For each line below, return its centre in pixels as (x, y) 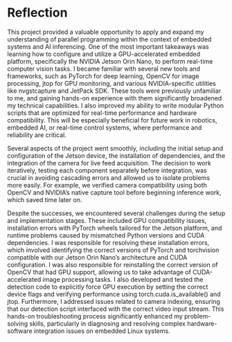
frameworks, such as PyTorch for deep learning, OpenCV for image (103, 76)
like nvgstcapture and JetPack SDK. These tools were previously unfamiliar (114, 91)
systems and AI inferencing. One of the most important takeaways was (108, 46)
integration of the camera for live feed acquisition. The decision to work (109, 163)
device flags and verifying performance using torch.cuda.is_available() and (114, 294)
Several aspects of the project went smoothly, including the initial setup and (115, 148)
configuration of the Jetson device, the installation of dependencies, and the (116, 155)
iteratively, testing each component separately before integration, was (107, 170)
